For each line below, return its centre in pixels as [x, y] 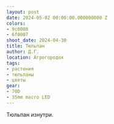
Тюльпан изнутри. [30, 114]
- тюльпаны [20, 75]
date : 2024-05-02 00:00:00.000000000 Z [57, 18]
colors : [16, 23]
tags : [13, 63]
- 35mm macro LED [28, 97]
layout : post [23, 12]
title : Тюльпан [26, 46]
